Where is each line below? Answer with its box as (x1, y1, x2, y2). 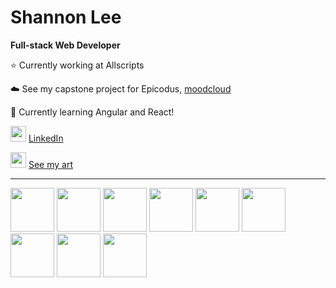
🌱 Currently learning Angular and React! (10, 106, 175, 118)
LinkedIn (28, 132, 64, 144)
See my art (28, 158, 73, 170)
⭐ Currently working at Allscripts (10, 59, 145, 71)
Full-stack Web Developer (10, 39, 121, 51)
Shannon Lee (10, 6, 122, 29)
